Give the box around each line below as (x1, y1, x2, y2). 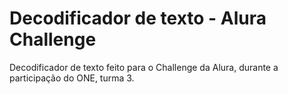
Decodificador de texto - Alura (9, 7, 267, 30)
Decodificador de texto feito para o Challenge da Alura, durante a (9, 61, 279, 73)
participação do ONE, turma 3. (9, 72, 135, 84)
